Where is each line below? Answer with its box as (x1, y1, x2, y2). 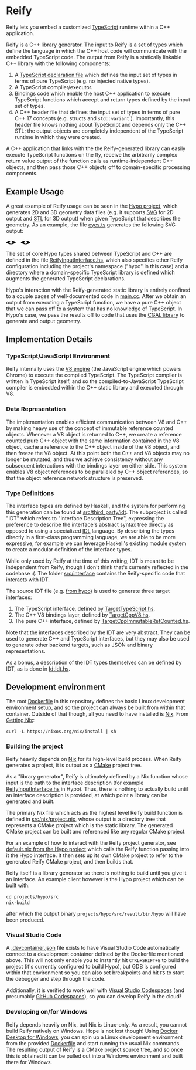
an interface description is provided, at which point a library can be (6, 792, 168, 799)
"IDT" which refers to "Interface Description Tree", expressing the (6, 515, 164, 522)
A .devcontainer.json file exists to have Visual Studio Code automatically (6, 944, 180, 952)
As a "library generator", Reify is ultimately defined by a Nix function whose (6, 773, 188, 780)
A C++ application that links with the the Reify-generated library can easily (6, 145, 186, 152)
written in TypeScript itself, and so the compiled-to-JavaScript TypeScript (6, 378, 184, 385)
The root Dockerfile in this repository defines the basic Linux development (6, 697, 185, 705)
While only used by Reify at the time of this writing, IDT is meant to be (6, 557, 174, 564)
